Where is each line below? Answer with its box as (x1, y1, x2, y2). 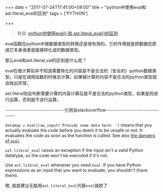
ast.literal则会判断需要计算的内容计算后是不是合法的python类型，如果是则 (5, 90, 154, 96)
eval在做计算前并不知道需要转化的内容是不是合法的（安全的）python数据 (5, 68, 152, 74)
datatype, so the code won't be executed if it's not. (5, 153, 109, 158)
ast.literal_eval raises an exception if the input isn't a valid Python (5, 147, 143, 153)
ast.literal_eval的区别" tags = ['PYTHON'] (5, 10, 88, 16)
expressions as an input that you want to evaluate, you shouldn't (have (5, 167, 148, 173)
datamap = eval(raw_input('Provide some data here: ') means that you (5, 122, 152, 128)
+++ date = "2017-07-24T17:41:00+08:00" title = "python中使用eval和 (5, 4, 146, 10)
